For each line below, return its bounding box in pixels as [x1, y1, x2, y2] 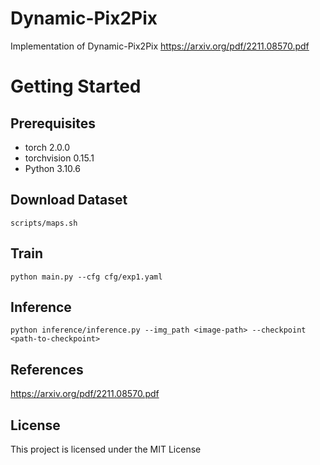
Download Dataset [10, 192, 128, 209]
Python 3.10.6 [24, 162, 81, 174]
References [10, 361, 84, 378]
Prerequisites [10, 115, 96, 132]
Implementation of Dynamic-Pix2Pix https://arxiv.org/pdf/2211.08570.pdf [10, 40, 310, 52]
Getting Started [10, 75, 142, 98]
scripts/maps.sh [10, 218, 78, 228]
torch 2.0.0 [24, 141, 71, 153]
